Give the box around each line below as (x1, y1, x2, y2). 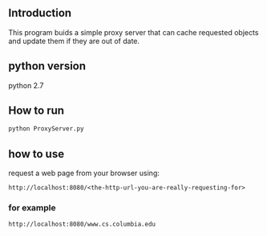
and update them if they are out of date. (8, 36, 140, 46)
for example (8, 202, 56, 214)
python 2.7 (8, 80, 44, 90)
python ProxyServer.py (8, 125, 84, 133)
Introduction (8, 6, 72, 20)
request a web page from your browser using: (8, 168, 160, 178)
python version (8, 59, 87, 73)
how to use (8, 147, 65, 161)
